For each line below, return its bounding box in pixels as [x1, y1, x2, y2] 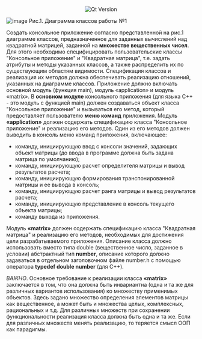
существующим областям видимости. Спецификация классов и [6, 67, 171, 75]
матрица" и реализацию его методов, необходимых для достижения [6, 231, 184, 238]
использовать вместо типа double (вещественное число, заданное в [6, 244, 183, 251]
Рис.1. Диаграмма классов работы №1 [29, 17, 127, 24]
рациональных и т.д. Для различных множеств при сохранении [6, 307, 170, 314]
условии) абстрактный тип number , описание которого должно [6, 250, 170, 257]
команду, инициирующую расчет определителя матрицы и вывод [14, 162, 185, 169]
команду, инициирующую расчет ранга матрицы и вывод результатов [14, 188, 196, 195]
